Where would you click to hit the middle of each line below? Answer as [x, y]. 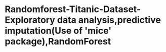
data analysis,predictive [109, 20]
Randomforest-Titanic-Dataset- [73, 9]
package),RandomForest [58, 42]
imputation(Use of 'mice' [58, 31]
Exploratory [30, 20]
